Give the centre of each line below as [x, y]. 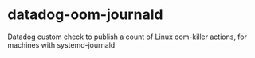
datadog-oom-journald [85, 15]
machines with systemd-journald [61, 44]
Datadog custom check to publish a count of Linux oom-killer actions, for [127, 37]
